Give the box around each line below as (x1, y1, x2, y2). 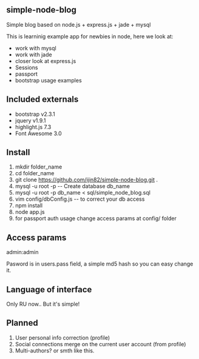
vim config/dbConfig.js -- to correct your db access (15, 195, 145, 203)
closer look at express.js (15, 57, 76, 64)
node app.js (15, 209, 45, 216)
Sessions (15, 64, 38, 71)
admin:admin (6, 249, 39, 256)
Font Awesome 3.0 (15, 130, 62, 137)
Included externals (6, 94, 79, 105)
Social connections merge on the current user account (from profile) (15, 340, 186, 347)
